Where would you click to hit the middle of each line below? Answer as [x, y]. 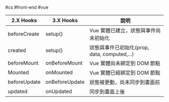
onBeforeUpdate [65, 82]
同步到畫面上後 [107, 92]
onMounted [59, 72]
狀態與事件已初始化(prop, [119, 47]
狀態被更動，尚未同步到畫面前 [125, 82]
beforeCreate [23, 34]
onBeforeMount [64, 63]
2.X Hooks [24, 20]
